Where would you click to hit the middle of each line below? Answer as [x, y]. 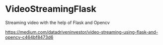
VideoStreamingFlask [51, 9]
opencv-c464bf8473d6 [29, 37]
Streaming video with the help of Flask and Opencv [58, 22]
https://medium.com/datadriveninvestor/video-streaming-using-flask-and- [81, 32]
